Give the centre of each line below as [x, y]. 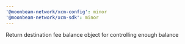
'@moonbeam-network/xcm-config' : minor [56, 12]
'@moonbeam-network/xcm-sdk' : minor [52, 17]
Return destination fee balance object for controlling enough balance [92, 34]
